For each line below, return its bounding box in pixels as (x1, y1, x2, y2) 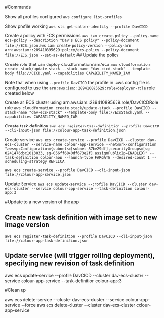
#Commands (5, 4, 31, 10)
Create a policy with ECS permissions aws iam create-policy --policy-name (5, 33, 159, 38)
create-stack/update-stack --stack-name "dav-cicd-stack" (5, 66, 126, 71)
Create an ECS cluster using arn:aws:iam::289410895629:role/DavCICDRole (5, 99, 158, 105)
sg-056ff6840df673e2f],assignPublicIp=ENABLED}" (47, 151, 148, 156)
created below (5, 90, 34, 95)
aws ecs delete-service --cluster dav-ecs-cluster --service (5, 296, 125, 302)
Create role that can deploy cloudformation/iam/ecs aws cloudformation (5, 62, 150, 67)
